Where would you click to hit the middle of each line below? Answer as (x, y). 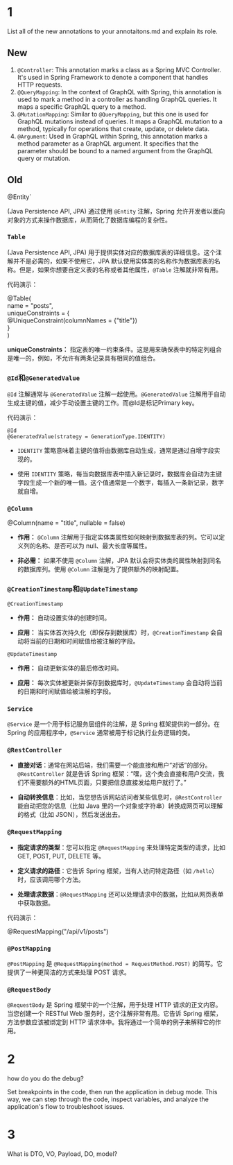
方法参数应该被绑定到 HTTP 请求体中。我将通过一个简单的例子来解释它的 (111, 1022)
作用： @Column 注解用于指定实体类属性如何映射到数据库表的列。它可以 (118, 537)
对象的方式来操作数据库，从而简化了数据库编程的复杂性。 (89, 220)
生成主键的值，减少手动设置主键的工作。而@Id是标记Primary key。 (103, 403)
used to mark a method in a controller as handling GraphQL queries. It (117, 99)
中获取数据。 (35, 903)
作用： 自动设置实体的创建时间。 (64, 617)
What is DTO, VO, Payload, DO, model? (62, 1154)
